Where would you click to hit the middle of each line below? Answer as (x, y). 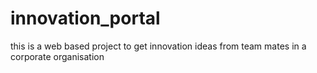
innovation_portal (85, 18)
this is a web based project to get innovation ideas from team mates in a (158, 46)
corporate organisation (57, 56)
